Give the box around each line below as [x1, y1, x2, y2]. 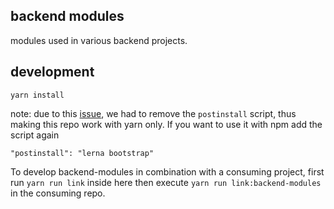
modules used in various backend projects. [10, 34, 188, 46]
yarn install [10, 90, 65, 100]
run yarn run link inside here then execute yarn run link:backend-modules [10, 176, 322, 188]
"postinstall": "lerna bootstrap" [10, 148, 155, 158]
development [10, 64, 95, 81]
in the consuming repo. [10, 187, 106, 199]
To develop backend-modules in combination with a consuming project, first [10, 165, 325, 178]
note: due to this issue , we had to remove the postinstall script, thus [10, 107, 297, 119]
